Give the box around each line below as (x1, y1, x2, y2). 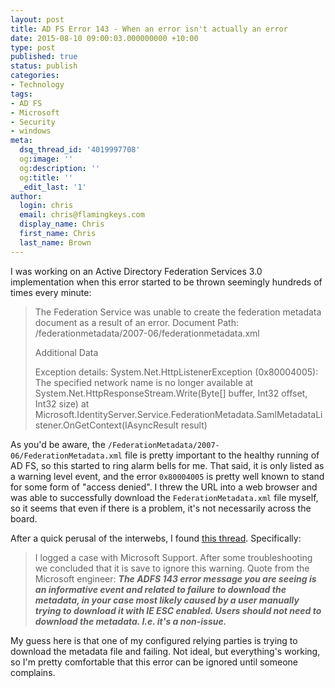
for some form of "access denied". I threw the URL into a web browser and (10, 481, 318, 493)
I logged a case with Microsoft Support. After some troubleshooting (34, 551, 313, 563)
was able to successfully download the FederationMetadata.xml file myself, (10, 491, 319, 503)
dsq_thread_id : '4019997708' (19, 145, 141, 155)
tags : (10, 89, 33, 99)
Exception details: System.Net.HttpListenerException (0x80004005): (34, 366, 319, 378)
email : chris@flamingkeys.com (19, 210, 145, 220)
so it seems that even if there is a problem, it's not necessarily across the (10, 502, 312, 514)
